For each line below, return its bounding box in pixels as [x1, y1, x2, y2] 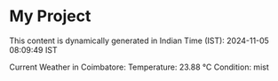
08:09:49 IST [9, 44, 58, 55]
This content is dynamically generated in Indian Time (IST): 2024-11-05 [9, 35, 269, 46]
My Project [9, 6, 91, 26]
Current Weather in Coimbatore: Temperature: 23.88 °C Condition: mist [9, 62, 269, 72]
